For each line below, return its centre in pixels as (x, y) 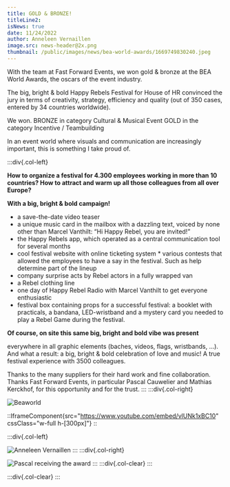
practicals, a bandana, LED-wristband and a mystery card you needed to (120, 312)
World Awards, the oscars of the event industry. (75, 79)
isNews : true (26, 26)
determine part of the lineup (57, 268)
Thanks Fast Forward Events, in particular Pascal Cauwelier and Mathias (109, 381)
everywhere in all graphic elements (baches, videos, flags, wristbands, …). (113, 346)
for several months (44, 246)
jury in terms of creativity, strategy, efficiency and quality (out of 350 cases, (115, 99)
